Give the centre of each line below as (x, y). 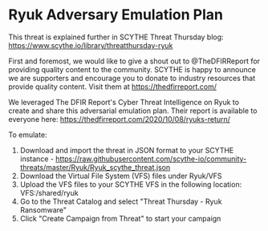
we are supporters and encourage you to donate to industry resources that (132, 78)
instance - (37, 159)
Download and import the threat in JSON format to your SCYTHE (127, 150)
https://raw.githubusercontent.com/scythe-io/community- (151, 159)
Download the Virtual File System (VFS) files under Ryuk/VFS (121, 176)
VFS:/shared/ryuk (49, 192)
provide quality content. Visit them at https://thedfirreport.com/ (113, 87)
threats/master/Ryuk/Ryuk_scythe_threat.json (95, 167)
